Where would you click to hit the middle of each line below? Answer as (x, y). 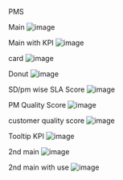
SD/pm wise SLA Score (47, 89)
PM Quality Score (37, 105)
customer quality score (47, 121)
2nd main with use (39, 167)
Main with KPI (31, 43)
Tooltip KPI (26, 136)
